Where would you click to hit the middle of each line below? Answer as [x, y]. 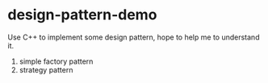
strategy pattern [46, 69]
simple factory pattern [56, 61]
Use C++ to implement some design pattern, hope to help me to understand [134, 37]
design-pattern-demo [82, 15]
